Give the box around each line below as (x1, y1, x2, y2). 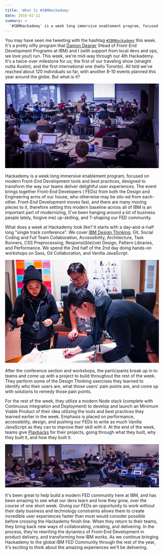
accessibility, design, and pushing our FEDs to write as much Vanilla (5, 419, 142, 425)
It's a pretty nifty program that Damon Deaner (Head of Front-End (5, 43, 137, 48)
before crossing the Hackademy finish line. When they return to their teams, (5, 518, 158, 524)
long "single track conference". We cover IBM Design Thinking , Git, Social (5, 229, 153, 235)
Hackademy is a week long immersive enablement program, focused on (5, 173, 150, 179)
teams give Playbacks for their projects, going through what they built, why (5, 429, 156, 435)
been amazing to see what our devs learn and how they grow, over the (5, 498, 147, 504)
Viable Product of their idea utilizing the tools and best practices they (5, 408, 144, 414)
